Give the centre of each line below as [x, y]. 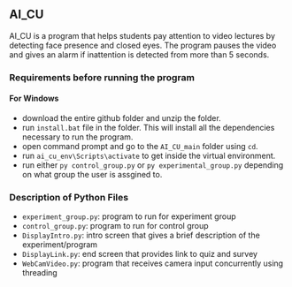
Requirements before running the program [102, 77]
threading [39, 273]
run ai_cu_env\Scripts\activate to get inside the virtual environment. [149, 155]
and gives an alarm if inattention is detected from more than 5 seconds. [139, 54]
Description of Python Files [69, 197]
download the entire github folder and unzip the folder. [121, 117]
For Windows [34, 98]
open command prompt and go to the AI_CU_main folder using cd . [140, 146]
